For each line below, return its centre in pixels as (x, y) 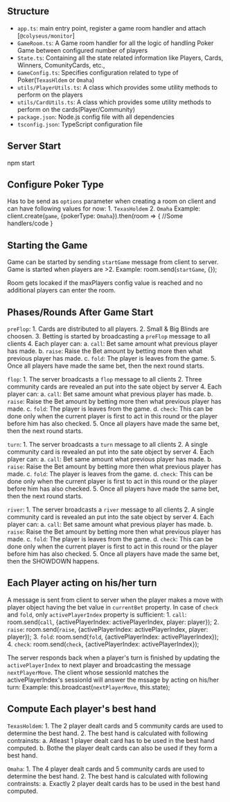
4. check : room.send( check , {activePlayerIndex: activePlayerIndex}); (103, 644)
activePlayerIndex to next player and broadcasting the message (99, 665)
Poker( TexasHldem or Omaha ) (56, 80)
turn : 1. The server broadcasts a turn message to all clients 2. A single (108, 445)
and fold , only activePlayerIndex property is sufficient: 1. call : (97, 614)
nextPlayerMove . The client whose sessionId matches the (88, 672)
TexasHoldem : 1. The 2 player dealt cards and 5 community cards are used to (115, 726)
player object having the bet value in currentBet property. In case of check (113, 607)
